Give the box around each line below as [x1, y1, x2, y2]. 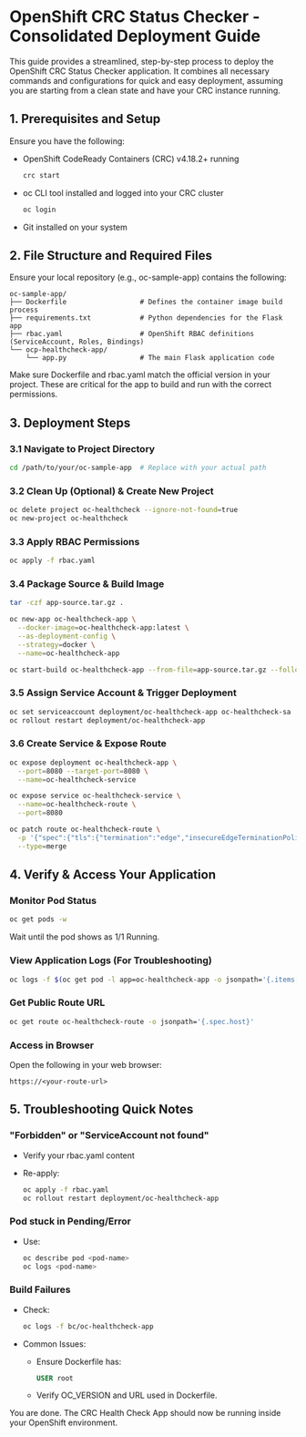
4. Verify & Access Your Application [9, 867, 217, 883]
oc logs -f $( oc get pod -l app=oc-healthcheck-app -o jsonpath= [9, 975, 262, 984]
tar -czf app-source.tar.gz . [9, 599, 125, 608]
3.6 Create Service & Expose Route [9, 737, 167, 750]
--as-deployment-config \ [17, 631, 117, 642]
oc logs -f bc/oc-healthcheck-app [22, 1321, 154, 1331]
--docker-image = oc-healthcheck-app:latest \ [17, 623, 189, 632]
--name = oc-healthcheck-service [17, 775, 137, 785]
